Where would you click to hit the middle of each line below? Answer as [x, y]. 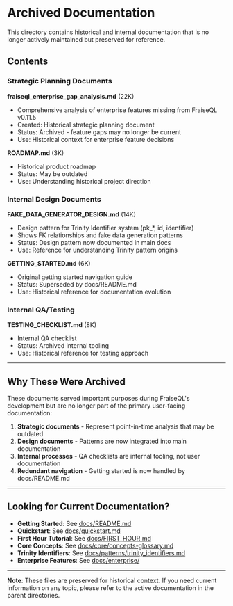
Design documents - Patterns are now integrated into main [102, 441]
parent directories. [34, 595]
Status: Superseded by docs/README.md [77, 284]
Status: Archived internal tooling [63, 346]
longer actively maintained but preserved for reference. [86, 39]
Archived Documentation [81, 13]
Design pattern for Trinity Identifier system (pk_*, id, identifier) [105, 228]
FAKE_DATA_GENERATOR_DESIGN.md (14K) [72, 214]
